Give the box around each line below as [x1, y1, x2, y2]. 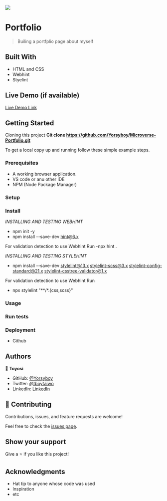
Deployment [5, 326, 36, 333]
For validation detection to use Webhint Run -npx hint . [5, 243, 117, 249]
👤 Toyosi [5, 365, 24, 371]
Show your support [5, 438, 66, 446]
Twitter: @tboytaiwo [12, 380, 54, 386]
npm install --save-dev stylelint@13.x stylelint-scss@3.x [12, 262, 128, 268]
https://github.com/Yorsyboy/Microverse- [66, 132, 156, 138]
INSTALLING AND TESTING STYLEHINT [5, 252, 87, 259]
